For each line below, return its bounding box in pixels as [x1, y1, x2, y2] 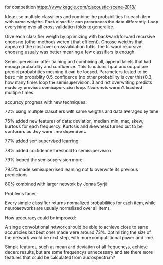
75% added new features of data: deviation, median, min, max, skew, [5, 118, 144, 124]
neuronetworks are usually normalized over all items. [5, 205, 111, 211]
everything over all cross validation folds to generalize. [5, 24, 115, 30]
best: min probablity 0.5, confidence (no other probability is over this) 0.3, [5, 74, 153, 80]
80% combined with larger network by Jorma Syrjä [5, 181, 108, 187]
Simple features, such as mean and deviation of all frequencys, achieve [5, 244, 148, 250]
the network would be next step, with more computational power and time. [5, 235, 155, 240]
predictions [5, 172, 28, 177]
